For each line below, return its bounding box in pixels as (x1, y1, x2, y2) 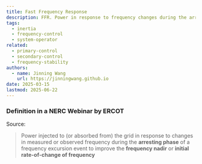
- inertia (11, 25, 36, 32)
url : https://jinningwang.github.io (17, 76, 109, 82)
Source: (6, 121, 26, 128)
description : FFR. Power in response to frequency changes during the (6, 14, 187, 20)
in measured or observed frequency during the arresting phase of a (20, 139, 191, 146)
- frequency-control (11, 31, 63, 37)
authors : (6, 64, 28, 71)
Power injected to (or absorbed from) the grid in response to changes (20, 132, 194, 139)
